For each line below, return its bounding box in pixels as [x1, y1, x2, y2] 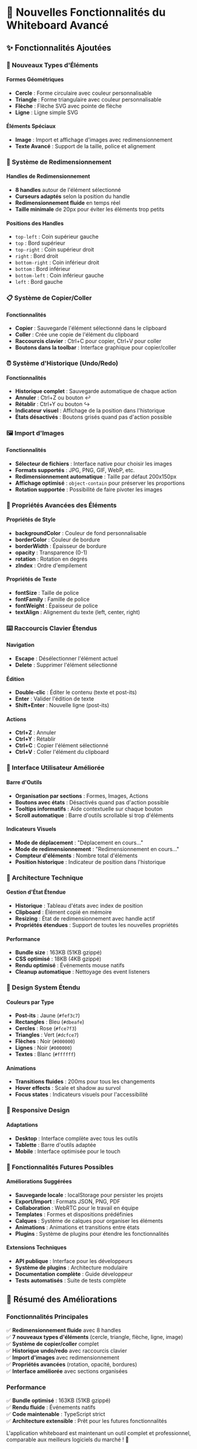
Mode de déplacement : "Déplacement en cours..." [15, 838, 144, 846]
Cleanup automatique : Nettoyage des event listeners [15, 968, 150, 976]
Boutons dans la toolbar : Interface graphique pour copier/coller [15, 344, 176, 351]
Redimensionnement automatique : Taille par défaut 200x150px [15, 473, 177, 480]
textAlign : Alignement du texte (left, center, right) [15, 608, 141, 615]
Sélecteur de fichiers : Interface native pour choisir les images [15, 460, 173, 467]
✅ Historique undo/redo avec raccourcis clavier [6, 1347, 127, 1354]
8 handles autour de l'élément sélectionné [15, 187, 121, 194]
